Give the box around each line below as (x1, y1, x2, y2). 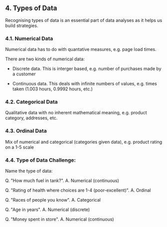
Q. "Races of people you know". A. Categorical (5, 197, 101, 203)
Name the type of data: (5, 168, 53, 174)
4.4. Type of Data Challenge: (5, 157, 76, 164)
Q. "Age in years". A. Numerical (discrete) (5, 207, 90, 213)
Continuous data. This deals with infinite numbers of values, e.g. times (12, 81, 157, 87)
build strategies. (5, 22, 38, 28)
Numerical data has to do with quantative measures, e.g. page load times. (5, 46, 157, 52)
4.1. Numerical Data (5, 35, 53, 42)
